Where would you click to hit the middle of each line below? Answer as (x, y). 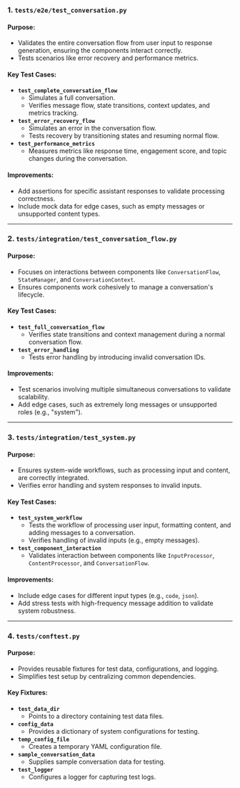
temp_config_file (44, 739)
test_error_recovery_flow (56, 121)
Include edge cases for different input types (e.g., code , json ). (108, 595)
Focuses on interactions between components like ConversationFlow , (119, 271)
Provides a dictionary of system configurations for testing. (114, 731)
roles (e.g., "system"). (50, 412)
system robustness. (47, 610)
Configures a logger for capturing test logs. (92, 777)
